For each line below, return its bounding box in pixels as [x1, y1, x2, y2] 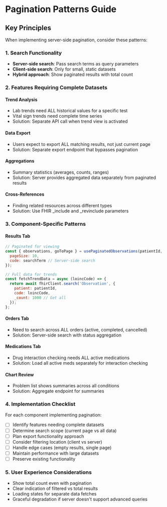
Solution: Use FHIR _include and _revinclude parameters [12, 208, 129, 214]
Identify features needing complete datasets [12, 421, 104, 428]
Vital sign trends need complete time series [12, 113, 102, 119]
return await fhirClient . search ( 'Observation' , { [10, 281, 115, 286]
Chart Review [5, 371, 34, 378]
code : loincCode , [14, 291, 51, 296]
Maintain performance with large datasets [12, 450, 99, 456]
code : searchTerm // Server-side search [10, 258, 95, 263]
